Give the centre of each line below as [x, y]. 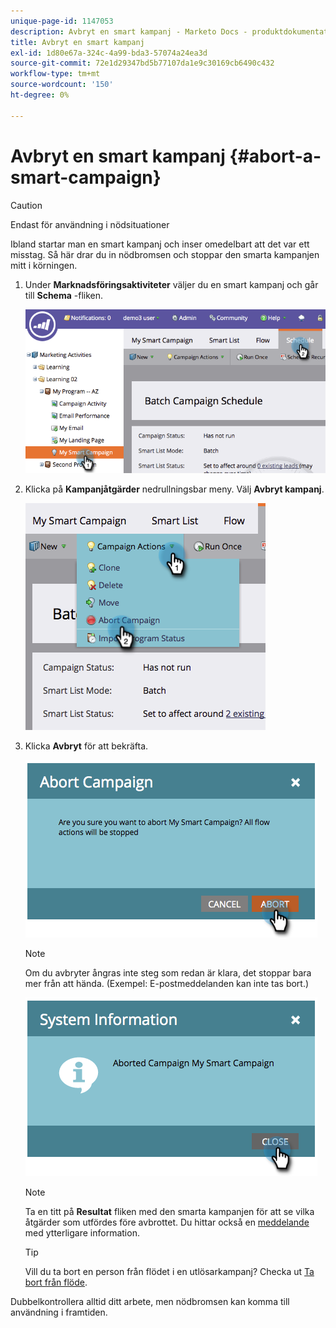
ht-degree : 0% [40, 95]
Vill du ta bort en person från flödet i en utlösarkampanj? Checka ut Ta [169, 1271]
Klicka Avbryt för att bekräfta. [86, 746]
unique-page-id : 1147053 [62, 21]
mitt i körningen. [44, 265]
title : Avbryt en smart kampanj [77, 42]
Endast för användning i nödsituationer [90, 224]
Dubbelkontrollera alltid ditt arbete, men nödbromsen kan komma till [150, 1301]
